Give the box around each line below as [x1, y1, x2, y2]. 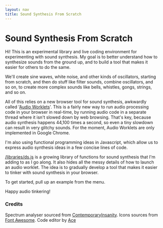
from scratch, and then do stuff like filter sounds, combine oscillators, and [5, 79, 153, 85]
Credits [5, 201, 23, 207]
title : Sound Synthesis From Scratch [5, 12, 82, 17]
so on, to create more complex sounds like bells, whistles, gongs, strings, [5, 84, 152, 90]
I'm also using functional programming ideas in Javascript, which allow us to [5, 140, 158, 145]
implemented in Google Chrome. [5, 130, 70, 136]
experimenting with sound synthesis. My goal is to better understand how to [5, 54, 158, 60]
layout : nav [5, 7, 29, 12]
